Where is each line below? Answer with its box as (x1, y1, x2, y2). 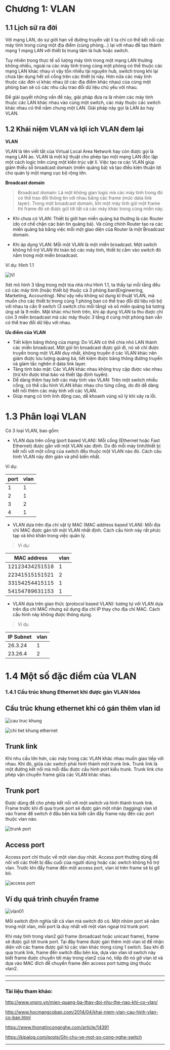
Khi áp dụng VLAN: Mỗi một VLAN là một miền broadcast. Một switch (12, 241, 157, 248)
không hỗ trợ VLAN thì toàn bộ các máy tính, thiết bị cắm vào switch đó (12, 247, 161, 253)
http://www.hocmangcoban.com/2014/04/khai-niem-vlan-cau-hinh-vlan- (5, 1009, 158, 1015)
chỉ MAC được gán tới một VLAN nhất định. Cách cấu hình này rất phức (12, 527, 161, 533)
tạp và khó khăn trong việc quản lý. (12, 532, 86, 538)
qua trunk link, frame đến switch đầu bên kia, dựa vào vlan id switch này (5, 949, 156, 955)
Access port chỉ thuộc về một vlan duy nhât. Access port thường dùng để (5, 854, 158, 860)
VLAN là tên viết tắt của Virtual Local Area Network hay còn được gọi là (5, 148, 154, 154)
